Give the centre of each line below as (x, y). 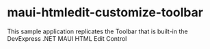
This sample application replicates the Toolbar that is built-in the (97, 31)
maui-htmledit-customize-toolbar (105, 13)
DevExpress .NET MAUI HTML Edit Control (67, 38)
